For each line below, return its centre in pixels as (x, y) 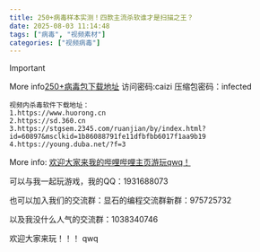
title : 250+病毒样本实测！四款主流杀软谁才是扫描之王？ (102, 17)
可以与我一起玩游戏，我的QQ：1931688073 (89, 181)
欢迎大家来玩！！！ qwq (54, 239)
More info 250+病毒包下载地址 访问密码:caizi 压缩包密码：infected (131, 87)
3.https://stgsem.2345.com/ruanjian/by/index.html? (108, 129)
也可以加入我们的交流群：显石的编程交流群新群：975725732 (121, 200)
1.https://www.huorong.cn (57, 113)
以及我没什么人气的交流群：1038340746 (84, 220)
